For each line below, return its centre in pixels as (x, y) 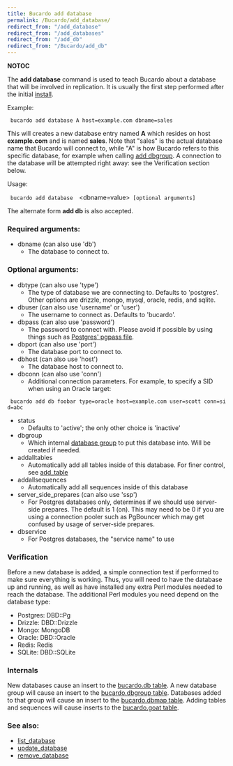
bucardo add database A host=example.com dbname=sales (91, 121)
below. (17, 170)
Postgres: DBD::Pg (44, 615)
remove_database (43, 756)
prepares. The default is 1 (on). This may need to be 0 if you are (133, 509)
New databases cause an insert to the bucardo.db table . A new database (112, 685)
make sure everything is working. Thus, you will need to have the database (115, 579)
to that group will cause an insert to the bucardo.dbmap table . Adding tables (117, 700)
